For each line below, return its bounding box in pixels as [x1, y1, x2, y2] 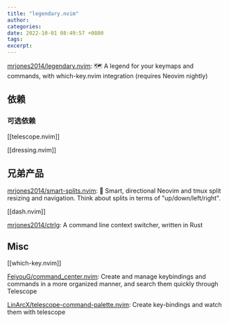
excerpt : [7, 42, 33, 49]
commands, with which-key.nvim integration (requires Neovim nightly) [7, 72, 208, 80]
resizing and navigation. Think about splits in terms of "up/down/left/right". [7, 193, 221, 202]
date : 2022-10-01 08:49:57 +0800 [7, 29, 104, 37]
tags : [7, 36, 23, 43]
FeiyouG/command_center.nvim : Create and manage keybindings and [7, 272, 206, 281]
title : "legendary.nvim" [7, 10, 79, 17]
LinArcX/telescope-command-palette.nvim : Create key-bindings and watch [7, 301, 222, 309]
